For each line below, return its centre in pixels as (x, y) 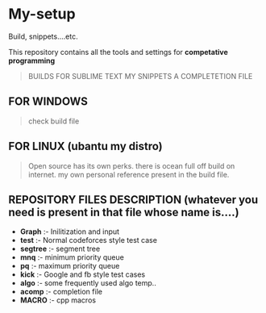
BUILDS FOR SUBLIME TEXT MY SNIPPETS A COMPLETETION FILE (140, 76)
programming (32, 61)
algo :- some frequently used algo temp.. (88, 283)
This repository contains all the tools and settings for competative (118, 52)
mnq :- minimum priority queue (72, 257)
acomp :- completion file (61, 292)
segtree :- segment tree (60, 249)
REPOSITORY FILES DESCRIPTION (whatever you (133, 200)
